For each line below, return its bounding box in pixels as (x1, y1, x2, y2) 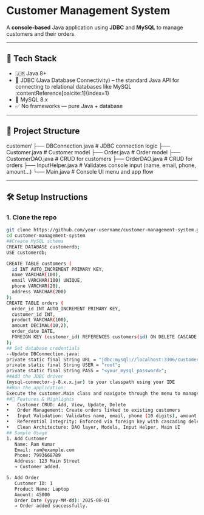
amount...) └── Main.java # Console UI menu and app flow (6, 168, 154, 175)
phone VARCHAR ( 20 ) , (12, 283, 61, 289)
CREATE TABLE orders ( (6, 300, 64, 306)
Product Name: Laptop (14, 486, 69, 492)
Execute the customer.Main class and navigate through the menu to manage (6, 390, 200, 397)
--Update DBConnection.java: (6, 350, 80, 357)
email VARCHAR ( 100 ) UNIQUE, (12, 278, 83, 284)
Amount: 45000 (14, 491, 50, 498)
